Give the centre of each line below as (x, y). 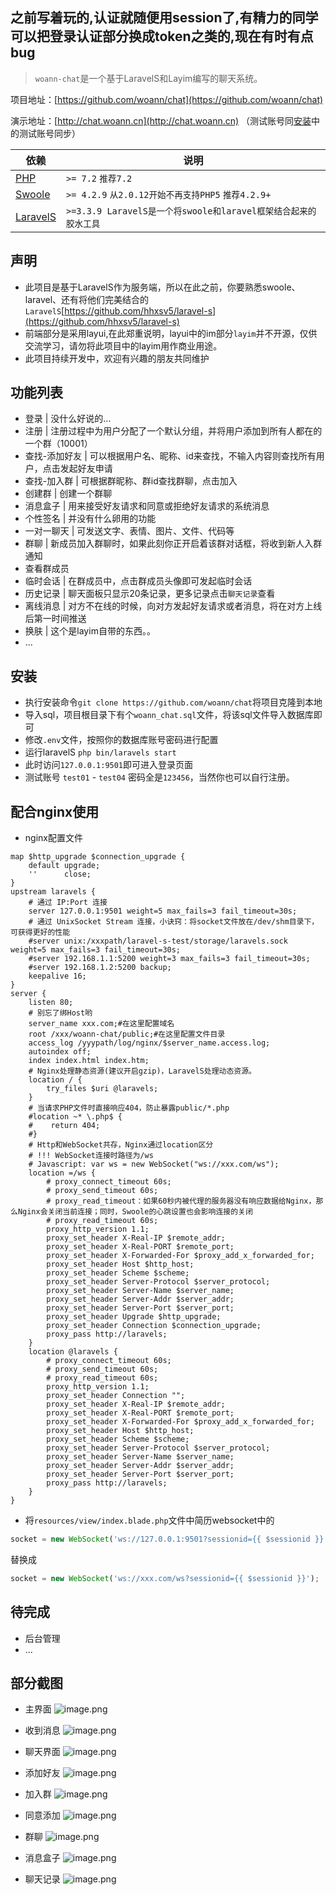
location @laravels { (73, 1352)
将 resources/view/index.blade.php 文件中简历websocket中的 (149, 1520)
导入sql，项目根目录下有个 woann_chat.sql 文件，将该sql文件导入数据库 (169, 715)
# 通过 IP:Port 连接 (68, 903)
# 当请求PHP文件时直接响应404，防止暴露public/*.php (129, 1108)
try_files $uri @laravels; (102, 1089)
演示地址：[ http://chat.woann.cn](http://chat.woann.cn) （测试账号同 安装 (161, 120)
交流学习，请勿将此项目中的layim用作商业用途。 (123, 345)
